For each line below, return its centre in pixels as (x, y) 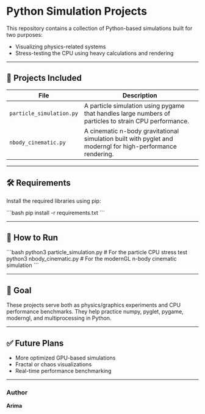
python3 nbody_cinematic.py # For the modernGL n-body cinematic (92, 259)
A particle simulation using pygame (135, 105)
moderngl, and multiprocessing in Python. (59, 318)
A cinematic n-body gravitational (131, 131)
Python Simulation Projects (77, 11)
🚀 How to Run (32, 237)
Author (17, 392)
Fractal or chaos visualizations (53, 364)
